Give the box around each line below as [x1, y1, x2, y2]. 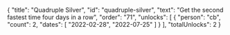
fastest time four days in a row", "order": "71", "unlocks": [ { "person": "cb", [7, 13, 221, 21]
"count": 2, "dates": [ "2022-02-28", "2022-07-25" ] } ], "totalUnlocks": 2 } [7, 21, 222, 28]
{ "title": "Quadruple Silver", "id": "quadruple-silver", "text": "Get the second [7, 6, 224, 14]
